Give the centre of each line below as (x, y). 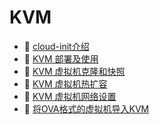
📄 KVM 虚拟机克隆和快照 (74, 71)
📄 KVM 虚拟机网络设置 (70, 96)
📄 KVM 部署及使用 (61, 58)
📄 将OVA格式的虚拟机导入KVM (86, 108)
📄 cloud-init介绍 (56, 46)
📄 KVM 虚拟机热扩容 (65, 83)
